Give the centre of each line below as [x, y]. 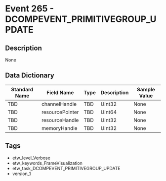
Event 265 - [30, 9]
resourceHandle [60, 120]
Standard [22, 89]
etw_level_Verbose [31, 158]
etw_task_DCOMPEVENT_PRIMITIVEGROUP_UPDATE [66, 168]
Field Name [60, 92]
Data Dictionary [30, 76]
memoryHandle [59, 128]
